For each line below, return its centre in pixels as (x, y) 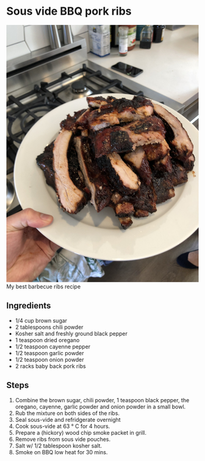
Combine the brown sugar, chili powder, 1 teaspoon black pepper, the (102, 400)
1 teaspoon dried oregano (47, 340)
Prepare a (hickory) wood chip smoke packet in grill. (81, 432)
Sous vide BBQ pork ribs (69, 11)
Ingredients (29, 306)
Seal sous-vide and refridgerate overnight (68, 419)
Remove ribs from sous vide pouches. (63, 439)
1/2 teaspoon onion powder (49, 359)
